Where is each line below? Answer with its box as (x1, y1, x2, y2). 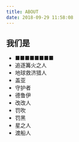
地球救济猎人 (14, 69, 47, 76)
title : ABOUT (6, 8, 39, 15)
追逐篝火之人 (14, 61, 47, 69)
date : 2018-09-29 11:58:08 (6, 14, 74, 20)
